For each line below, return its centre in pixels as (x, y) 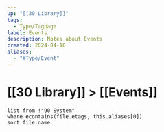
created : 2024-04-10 (37, 45)
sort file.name (29, 122)
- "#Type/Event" (36, 58)
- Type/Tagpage (35, 26)
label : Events (27, 33)
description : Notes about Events (55, 39)
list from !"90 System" (41, 111)
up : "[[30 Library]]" (38, 13)
